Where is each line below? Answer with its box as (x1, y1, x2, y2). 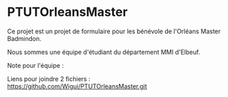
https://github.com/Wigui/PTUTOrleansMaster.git (7, 82, 147, 90)
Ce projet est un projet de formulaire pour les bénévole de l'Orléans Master (7, 27, 221, 35)
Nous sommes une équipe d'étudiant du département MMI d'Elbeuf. (7, 48, 200, 56)
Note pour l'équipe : (7, 61, 64, 69)
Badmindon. (7, 34, 41, 42)
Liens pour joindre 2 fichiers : (7, 74, 91, 83)
